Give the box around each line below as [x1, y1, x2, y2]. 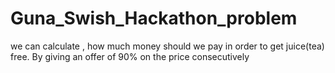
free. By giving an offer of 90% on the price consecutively [10, 50, 250, 62]
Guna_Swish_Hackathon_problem [10, 7, 298, 30]
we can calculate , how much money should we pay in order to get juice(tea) [10, 40, 325, 52]
